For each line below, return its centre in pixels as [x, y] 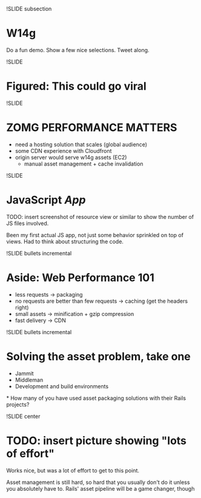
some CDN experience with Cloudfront [63, 150]
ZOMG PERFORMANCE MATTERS [92, 128]
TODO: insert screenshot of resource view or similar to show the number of [100, 217]
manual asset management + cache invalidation [84, 164]
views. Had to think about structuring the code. [65, 241]
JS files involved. [28, 223]
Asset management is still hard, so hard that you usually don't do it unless [98, 482]
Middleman [29, 380]
